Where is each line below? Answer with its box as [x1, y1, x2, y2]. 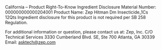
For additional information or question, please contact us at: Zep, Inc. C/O [5, 29, 153, 34]
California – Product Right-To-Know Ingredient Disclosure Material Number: [5, 4, 157, 10]
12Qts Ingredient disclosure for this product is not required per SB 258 [5, 15, 146, 20]
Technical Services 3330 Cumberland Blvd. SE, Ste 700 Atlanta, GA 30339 [5, 34, 155, 40]
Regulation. [5, 19, 28, 25]
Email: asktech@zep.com [5, 39, 56, 45]
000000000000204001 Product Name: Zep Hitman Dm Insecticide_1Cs [5, 9, 148, 15]
